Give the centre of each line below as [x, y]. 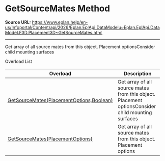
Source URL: [18, 22]
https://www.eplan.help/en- [60, 22]
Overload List [19, 61]
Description [137, 73]
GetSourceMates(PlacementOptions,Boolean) [60, 100]
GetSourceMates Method [58, 9]
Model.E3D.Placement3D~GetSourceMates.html [54, 32]
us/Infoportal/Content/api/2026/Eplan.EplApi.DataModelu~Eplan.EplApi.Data [82, 27]
